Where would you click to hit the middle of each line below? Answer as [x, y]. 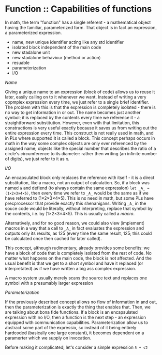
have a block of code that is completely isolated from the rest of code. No [78, 253]
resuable [21, 63]
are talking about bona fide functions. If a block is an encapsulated [71, 312]
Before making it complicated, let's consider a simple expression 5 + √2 [76, 347]
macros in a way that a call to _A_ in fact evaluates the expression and [74, 228]
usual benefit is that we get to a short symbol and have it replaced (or [74, 263]
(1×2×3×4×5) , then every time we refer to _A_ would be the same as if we [77, 193]
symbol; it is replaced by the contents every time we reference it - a [73, 117]
